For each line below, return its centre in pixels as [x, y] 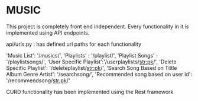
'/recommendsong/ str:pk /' [38, 80]
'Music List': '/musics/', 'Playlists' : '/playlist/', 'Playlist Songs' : [82, 55]
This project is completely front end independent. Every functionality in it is [98, 26]
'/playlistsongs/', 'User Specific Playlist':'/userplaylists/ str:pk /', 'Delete [91, 62]
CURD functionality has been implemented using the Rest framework [90, 92]
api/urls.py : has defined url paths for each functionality [74, 44]
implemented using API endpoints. [48, 32]
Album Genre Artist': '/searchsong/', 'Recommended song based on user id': [99, 74]
